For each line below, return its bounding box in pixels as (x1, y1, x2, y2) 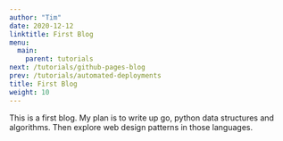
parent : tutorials (25, 54, 94, 63)
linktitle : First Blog (9, 29, 94, 38)
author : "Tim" (9, 12, 62, 22)
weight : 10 (9, 87, 50, 96)
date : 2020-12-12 (9, 21, 74, 30)
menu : (9, 37, 29, 47)
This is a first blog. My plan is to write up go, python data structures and (9, 112, 275, 123)
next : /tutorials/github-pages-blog (9, 63, 146, 72)
